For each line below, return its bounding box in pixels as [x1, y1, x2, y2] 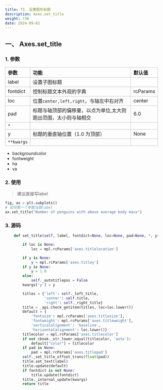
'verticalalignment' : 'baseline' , [31, 323, 101, 328]
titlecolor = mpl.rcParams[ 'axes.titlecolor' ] [22, 332, 118, 337]
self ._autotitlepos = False [31, 278, 88, 283]
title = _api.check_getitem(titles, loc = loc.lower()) [22, 305, 133, 310]
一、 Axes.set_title [5, 40, 62, 48]
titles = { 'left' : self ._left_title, [22, 291, 98, 296]
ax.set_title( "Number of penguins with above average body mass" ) [5, 209, 142, 214]
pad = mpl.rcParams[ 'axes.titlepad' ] [31, 350, 108, 355]
